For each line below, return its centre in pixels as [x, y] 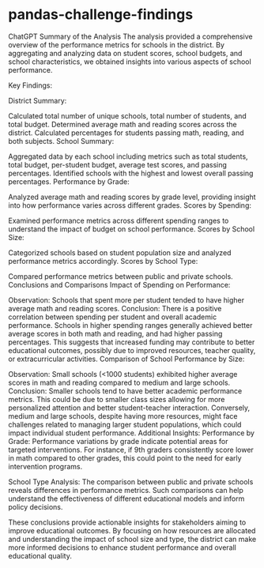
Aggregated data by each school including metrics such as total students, [128, 156]
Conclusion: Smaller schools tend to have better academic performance [125, 391]
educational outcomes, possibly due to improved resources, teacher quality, [132, 350]
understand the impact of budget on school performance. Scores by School [132, 229]
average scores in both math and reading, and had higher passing [115, 333]
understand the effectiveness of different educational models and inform [126, 498]
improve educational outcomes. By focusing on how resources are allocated [132, 530]
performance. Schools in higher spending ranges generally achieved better [130, 325]
